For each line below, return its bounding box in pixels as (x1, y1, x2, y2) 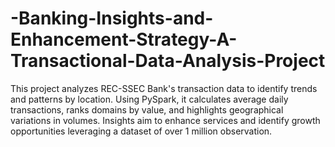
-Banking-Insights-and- (10, 7, 214, 30)
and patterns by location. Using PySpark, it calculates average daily (10, 93, 289, 105)
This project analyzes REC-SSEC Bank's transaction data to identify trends (10, 82, 318, 94)
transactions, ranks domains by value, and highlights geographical (10, 103, 284, 116)
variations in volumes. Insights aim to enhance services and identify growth (10, 114, 321, 126)
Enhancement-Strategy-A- (10, 28, 238, 51)
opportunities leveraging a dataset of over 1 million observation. (10, 125, 273, 137)
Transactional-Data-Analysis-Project (10, 50, 326, 72)
